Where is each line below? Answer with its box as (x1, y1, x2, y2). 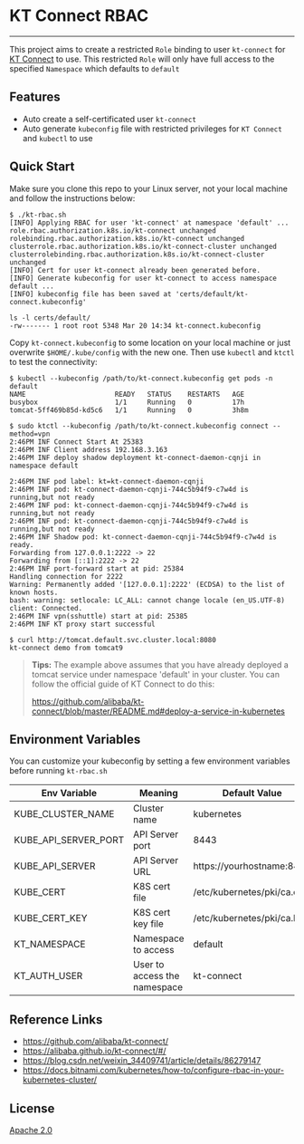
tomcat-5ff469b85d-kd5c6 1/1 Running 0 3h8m (9, 405, 249, 415)
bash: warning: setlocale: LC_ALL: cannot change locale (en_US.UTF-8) (9, 595, 285, 605)
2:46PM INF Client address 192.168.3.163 (9, 445, 168, 454)
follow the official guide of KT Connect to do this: (31, 678, 215, 689)
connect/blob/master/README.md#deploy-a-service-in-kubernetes (31, 706, 285, 716)
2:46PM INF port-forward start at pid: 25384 (9, 563, 184, 573)
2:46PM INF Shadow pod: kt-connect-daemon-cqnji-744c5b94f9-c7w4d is (9, 532, 278, 542)
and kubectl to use (22, 132, 93, 143)
